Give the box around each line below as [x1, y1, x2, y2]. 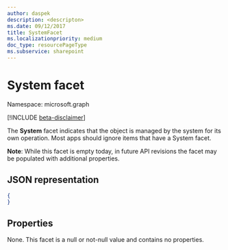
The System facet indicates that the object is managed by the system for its [7, 126, 221, 135]
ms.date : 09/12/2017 [7, 23, 66, 29]
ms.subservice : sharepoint [7, 48, 84, 55]
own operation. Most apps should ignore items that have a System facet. [7, 134, 212, 142]
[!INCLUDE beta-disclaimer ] [7, 113, 86, 122]
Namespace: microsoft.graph [7, 100, 90, 108]
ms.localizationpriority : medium [7, 36, 103, 42]
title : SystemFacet [7, 29, 63, 36]
